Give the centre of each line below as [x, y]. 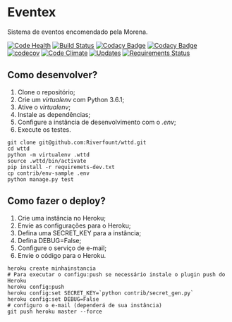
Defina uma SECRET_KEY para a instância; [79, 233]
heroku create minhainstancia [52, 268]
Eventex [32, 12]
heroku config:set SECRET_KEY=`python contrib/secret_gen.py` [100, 293]
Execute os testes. [44, 129]
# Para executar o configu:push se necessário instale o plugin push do [116, 274]
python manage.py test [41, 179]
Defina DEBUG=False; [49, 240]
